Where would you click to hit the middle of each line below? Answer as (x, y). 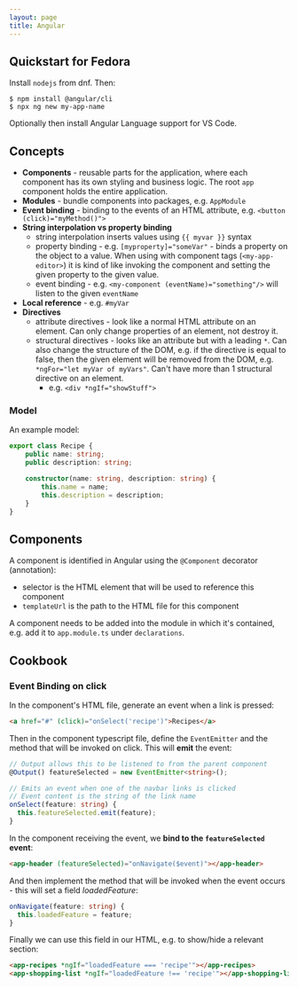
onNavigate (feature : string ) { (67, 906)
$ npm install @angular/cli (61, 99)
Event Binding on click (58, 685)
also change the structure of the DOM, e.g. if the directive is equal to (161, 350)
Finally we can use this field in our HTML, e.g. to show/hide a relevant (137, 940)
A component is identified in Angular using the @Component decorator (134, 560)
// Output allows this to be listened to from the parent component (138, 764)
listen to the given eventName (87, 294)
